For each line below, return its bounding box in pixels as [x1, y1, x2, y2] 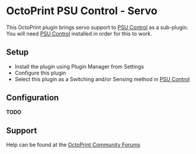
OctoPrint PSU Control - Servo [6, 4, 158, 18]
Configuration [6, 93, 59, 103]
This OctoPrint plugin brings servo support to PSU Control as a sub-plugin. [6, 24, 188, 31]
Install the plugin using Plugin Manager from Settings [14, 63, 144, 70]
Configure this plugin [14, 69, 66, 76]
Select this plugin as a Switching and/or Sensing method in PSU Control [14, 75, 190, 82]
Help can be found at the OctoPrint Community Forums [6, 141, 141, 149]
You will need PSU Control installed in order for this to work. [6, 30, 152, 37]
